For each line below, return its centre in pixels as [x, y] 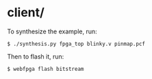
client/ [26, 13]
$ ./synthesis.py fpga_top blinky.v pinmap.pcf [76, 44]
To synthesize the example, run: [52, 31]
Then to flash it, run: [36, 57]
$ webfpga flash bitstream [46, 69]
